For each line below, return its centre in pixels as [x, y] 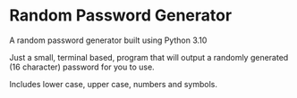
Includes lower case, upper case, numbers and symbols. [113, 84]
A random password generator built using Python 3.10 [108, 40]
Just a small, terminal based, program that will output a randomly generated [149, 57]
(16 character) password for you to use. [82, 67]
